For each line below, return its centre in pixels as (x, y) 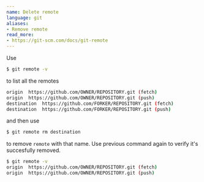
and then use (23, 121)
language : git (25, 18)
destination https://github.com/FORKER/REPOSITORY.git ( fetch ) (90, 104)
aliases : (17, 23)
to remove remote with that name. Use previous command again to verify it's (102, 144)
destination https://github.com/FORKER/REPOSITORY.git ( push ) (89, 109)
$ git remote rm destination (43, 132)
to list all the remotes (33, 81)
